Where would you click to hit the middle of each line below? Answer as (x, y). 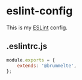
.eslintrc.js (27, 46)
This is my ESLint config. (37, 27)
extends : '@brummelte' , (47, 66)
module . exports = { (31, 60)
